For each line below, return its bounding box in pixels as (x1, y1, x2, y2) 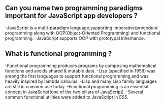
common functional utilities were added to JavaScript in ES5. (5, 94, 129, 100)
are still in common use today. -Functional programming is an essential (5, 83, 149, 89)
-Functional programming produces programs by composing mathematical (5, 63, 157, 69)
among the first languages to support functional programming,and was (5, 73, 149, 79)
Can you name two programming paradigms (5, 4, 143, 12)
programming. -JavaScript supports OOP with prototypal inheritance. (5, 35, 145, 41)
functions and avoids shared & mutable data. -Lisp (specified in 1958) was (5, 68, 156, 73)
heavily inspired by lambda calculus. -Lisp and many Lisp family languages (5, 78, 157, 84)
